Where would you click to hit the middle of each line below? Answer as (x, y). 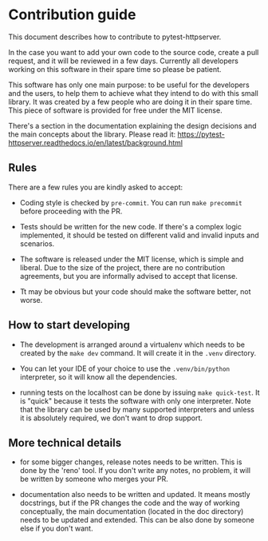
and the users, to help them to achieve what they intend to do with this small (134, 93)
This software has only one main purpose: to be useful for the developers (129, 85)
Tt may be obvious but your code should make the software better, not (135, 291)
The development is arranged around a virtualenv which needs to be (132, 344)
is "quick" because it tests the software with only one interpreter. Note (135, 400)
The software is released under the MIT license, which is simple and (132, 259)
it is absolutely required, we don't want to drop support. (111, 418)
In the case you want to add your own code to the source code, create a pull (134, 52)
